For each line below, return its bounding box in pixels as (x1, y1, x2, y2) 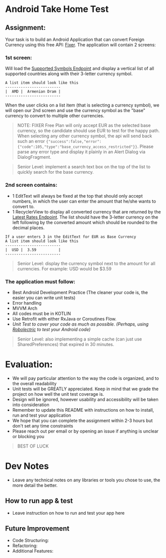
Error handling (12, 300, 42, 306)
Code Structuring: (12, 538, 49, 544)
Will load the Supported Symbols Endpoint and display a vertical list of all (5, 66, 155, 72)
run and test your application (12, 412, 71, 418)
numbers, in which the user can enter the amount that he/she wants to (12, 198, 156, 204)
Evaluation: (5, 359, 53, 370)
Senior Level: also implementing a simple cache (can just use (17, 336, 142, 342)
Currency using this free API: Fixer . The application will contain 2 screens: (5, 42, 156, 48)
